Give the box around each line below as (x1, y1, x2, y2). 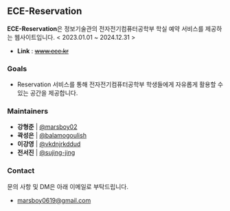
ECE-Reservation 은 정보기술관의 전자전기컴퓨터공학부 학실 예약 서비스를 (7, 24, 204, 33)
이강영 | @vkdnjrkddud (16, 140, 81, 148)
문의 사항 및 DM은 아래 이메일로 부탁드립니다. (7, 182, 129, 190)
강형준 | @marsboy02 (16, 123, 78, 131)
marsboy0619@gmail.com (16, 196, 91, 204)
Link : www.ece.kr (16, 47, 69, 55)
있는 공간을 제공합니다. (16, 89, 78, 97)
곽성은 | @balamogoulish (16, 132, 87, 140)
